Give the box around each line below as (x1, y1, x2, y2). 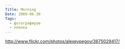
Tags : (5, 16, 16, 21)
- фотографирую (9, 20, 41, 26)
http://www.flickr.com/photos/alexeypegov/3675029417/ (5, 38, 120, 44)
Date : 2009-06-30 (5, 12, 41, 16)
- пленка (9, 25, 28, 30)
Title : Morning (5, 7, 36, 12)
